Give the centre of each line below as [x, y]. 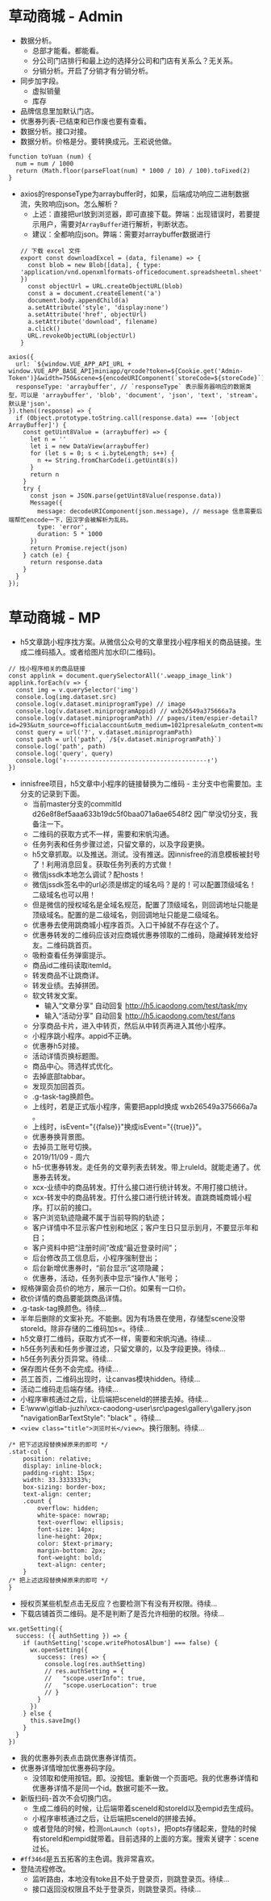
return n [44, 474]
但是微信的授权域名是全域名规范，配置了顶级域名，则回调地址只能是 [145, 904]
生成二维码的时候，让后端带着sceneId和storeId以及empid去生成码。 [145, 1808]
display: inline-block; [63, 1466]
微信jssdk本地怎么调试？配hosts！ [89, 874]
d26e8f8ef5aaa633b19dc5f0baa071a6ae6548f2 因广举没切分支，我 [145, 814]
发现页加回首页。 [60, 1086]
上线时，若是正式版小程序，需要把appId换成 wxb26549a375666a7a [145, 1106]
